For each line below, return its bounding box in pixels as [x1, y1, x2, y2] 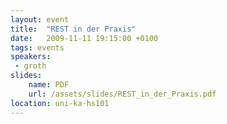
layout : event [10, 14, 70, 25]
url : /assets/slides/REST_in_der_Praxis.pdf [28, 89, 217, 99]
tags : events [10, 42, 65, 53]
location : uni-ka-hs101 [10, 98, 110, 108]
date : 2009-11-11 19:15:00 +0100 [10, 33, 159, 43]
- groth [14, 61, 47, 71]
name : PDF [28, 80, 70, 90]
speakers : [10, 52, 52, 62]
